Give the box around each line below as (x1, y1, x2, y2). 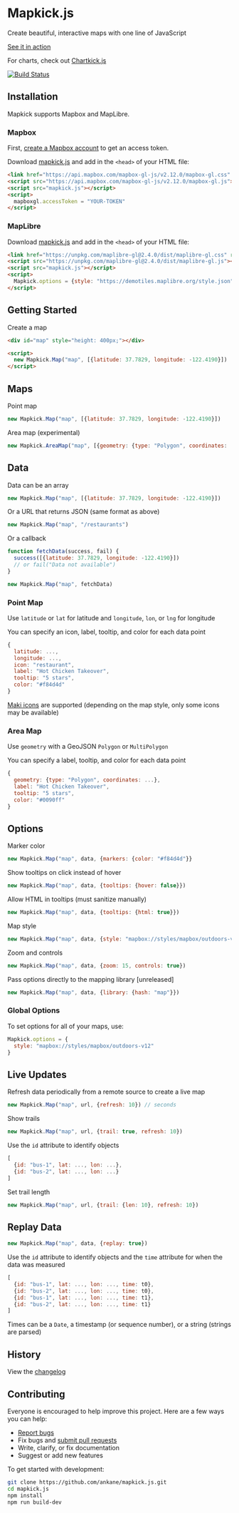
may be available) (7, 708, 59, 717)
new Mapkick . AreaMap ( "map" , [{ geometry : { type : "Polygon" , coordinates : (7, 442, 228, 449)
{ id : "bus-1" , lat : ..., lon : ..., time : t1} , (14, 1294, 154, 1301)
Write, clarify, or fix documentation (17, 1443, 119, 1452)
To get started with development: (7, 1465, 105, 1473)
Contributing (7, 1388, 65, 1400)
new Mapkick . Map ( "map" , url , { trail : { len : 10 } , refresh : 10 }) (7, 1201, 199, 1209)
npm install (7, 1492, 43, 1499)
